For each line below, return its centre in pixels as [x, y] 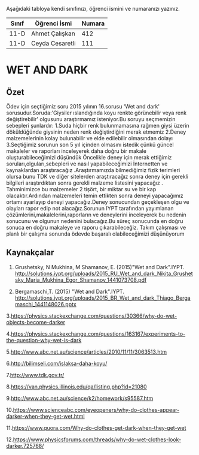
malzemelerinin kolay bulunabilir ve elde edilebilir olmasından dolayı [90, 138]
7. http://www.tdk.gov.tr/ [35, 375]
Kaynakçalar [30, 253]
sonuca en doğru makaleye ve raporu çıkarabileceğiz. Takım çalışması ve [96, 227]
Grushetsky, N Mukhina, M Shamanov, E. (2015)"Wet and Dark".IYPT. [99, 267]
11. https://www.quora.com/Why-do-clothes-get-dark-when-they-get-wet [96, 427]
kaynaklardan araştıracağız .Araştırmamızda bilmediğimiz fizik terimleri [93, 170]
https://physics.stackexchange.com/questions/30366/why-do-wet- [94, 316]
